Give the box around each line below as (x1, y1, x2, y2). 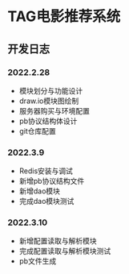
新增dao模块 (18, 186, 61, 196)
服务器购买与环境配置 (18, 106, 90, 115)
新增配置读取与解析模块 (18, 236, 97, 246)
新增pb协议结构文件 (18, 176, 85, 186)
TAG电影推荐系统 (7, 7, 121, 26)
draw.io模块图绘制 (18, 96, 79, 106)
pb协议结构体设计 (18, 116, 78, 126)
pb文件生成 (18, 256, 57, 266)
